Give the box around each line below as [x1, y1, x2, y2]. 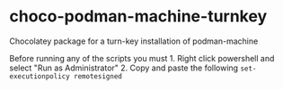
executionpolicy [9, 71, 70, 81]
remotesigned [73, 71, 123, 81]
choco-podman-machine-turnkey [9, 6, 268, 27]
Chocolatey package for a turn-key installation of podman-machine [9, 36, 259, 46]
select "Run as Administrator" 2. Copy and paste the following [9, 62, 239, 73]
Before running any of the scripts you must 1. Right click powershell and [9, 53, 275, 63]
